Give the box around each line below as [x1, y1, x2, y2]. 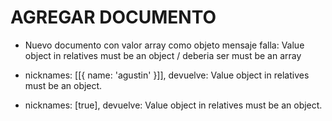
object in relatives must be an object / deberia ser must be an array [24, 49, 302, 61]
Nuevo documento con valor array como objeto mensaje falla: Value [24, 39, 305, 51]
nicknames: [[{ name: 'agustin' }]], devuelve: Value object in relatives [24, 69, 310, 81]
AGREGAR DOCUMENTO [10, 6, 217, 29]
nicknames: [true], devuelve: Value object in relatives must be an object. [24, 99, 323, 111]
